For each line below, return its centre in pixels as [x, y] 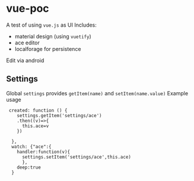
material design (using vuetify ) [53, 36]
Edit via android [25, 60]
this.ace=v [35, 126]
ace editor [27, 43]
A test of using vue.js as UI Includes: [51, 25]
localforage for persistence [48, 49]
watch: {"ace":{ [31, 147]
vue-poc [28, 9]
